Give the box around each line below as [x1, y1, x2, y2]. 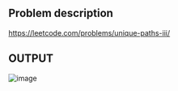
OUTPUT [8, 52, 54, 66]
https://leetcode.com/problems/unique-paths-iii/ [8, 28, 171, 37]
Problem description [8, 6, 113, 20]
